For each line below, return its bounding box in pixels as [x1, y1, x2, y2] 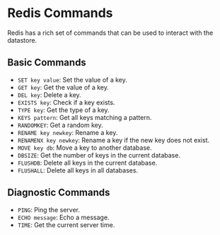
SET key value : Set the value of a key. [17, 75, 127, 84]
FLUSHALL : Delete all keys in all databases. [17, 165, 139, 175]
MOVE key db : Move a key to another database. [17, 143, 152, 152]
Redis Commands [7, 5, 113, 21]
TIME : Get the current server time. [17, 220, 115, 229]
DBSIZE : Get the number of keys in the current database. [17, 151, 180, 159]
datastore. [7, 35, 37, 44]
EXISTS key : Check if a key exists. [17, 98, 115, 106]
